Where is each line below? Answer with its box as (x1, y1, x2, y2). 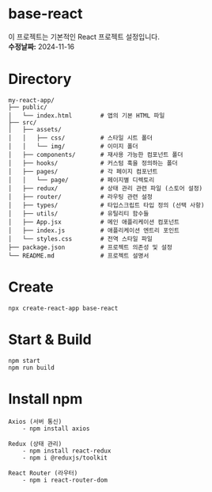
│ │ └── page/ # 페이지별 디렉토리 (8, 176, 155, 184)
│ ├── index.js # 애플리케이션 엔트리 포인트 (8, 227, 180, 235)
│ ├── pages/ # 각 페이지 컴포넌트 (8, 167, 158, 175)
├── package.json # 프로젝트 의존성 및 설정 (8, 243, 172, 251)
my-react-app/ (8, 96, 55, 104)
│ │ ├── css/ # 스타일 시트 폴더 (8, 134, 153, 142)
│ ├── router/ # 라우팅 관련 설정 (8, 193, 153, 200)
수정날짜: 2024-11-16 (8, 41, 75, 51)
